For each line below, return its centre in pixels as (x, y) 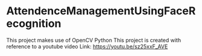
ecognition (34, 24)
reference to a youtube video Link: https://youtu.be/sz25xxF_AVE (87, 46)
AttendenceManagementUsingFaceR (101, 11)
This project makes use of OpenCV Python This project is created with (94, 40)
